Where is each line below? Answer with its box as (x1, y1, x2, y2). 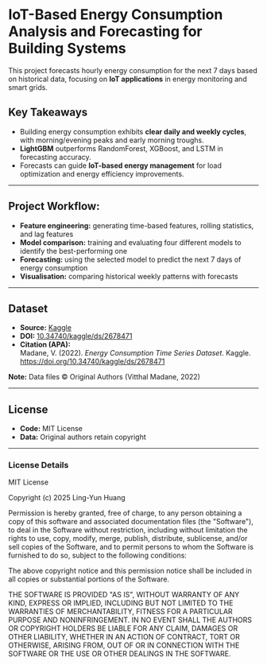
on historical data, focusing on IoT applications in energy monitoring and (8, 74, 248, 84)
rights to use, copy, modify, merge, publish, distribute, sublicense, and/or (8, 534, 248, 543)
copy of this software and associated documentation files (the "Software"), (8, 517, 254, 527)
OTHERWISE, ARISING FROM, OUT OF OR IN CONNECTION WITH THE (8, 640, 240, 650)
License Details (8, 460, 69, 471)
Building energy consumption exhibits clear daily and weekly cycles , (19, 126, 247, 136)
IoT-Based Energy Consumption (8, 6, 223, 24)
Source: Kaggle (19, 323, 72, 332)
